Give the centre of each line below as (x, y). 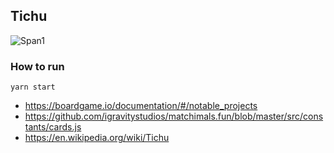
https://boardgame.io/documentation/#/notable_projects (141, 106)
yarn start (33, 87)
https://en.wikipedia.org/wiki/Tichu (97, 138)
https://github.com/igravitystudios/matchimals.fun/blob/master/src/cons (174, 116)
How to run (37, 66)
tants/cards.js (53, 127)
